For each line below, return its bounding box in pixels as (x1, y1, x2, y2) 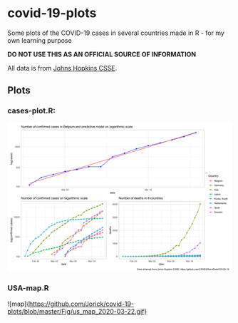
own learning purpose (7, 36, 73, 44)
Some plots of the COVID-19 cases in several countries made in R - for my (7, 29, 224, 37)
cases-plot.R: (7, 106, 56, 116)
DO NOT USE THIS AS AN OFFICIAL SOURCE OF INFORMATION (7, 50, 197, 58)
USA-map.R (7, 283, 49, 293)
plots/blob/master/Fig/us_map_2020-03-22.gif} (7, 307, 148, 315)
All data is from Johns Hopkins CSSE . (7, 63, 118, 72)
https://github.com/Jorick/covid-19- (29, 299, 134, 308)
